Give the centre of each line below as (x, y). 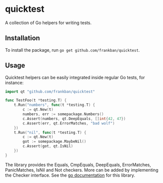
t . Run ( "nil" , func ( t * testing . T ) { (50, 132)
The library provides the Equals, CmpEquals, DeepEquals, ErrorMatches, (78, 165)
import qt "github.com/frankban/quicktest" (50, 91)
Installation (23, 38)
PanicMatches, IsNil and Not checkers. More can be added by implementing (82, 170)
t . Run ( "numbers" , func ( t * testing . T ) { (55, 105)
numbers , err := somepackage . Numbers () (63, 114)
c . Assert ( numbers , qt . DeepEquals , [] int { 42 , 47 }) (74, 119)
